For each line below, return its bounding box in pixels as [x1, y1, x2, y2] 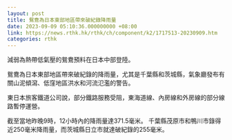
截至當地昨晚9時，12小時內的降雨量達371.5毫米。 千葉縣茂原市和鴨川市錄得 [7, 117, 222, 125]
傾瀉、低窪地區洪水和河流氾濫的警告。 [25, 79, 135, 87]
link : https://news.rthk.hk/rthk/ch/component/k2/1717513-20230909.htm [7, 29, 217, 37]
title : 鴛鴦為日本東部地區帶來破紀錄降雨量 [7, 17, 117, 23]
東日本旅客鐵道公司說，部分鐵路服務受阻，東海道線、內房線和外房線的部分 [7, 94, 219, 102]
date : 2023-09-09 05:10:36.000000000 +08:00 [7, 23, 137, 30]
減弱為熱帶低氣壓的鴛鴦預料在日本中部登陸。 [7, 56, 135, 64]
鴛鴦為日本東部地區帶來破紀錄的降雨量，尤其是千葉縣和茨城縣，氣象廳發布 [7, 70, 219, 79]
